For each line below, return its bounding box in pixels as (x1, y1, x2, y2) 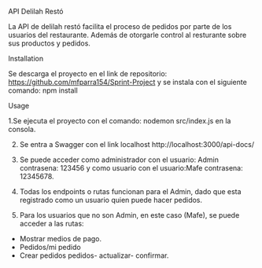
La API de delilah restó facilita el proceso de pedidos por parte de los (8, 22, 232, 31)
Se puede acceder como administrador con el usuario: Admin (19, 155, 219, 164)
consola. (8, 125, 36, 134)
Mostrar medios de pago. (19, 234, 102, 243)
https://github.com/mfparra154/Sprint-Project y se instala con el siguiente (8, 78, 248, 86)
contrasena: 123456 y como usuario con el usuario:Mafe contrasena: (19, 163, 244, 172)
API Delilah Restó (8, 7, 65, 16)
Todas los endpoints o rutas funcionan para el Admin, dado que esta (19, 187, 242, 196)
